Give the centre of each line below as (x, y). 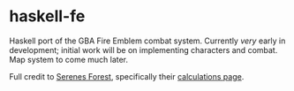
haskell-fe (47, 16)
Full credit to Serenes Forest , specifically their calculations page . (127, 76)
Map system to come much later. (69, 59)
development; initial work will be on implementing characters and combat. (143, 49)
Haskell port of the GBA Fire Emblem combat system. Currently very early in (147, 41)
